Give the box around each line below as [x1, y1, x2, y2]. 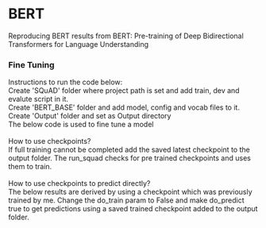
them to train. [8, 162, 52, 172]
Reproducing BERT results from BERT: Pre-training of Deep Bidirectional [8, 31, 244, 41]
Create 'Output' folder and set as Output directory [8, 111, 172, 121]
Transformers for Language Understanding [8, 39, 149, 48]
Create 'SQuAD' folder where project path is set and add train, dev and [8, 86, 240, 95]
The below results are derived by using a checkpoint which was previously [8, 187, 253, 197]
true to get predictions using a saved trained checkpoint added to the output [8, 204, 258, 214]
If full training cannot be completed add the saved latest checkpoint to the [8, 145, 250, 155]
